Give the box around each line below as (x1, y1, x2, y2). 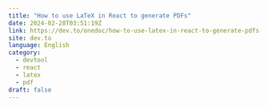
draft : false (8, 85, 52, 94)
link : (8, 26, 26, 34)
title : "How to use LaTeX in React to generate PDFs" (8, 11, 192, 20)
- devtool (15, 57, 48, 65)
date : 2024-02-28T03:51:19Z (8, 19, 102, 27)
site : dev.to (8, 33, 52, 42)
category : (8, 49, 42, 57)
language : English (8, 41, 70, 49)
